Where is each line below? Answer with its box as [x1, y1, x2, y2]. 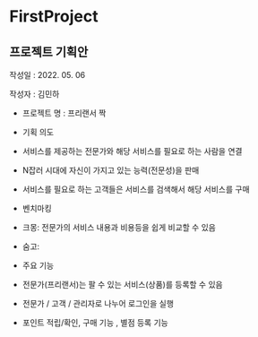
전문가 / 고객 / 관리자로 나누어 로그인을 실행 [21, 298, 175, 308]
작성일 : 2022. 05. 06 [9, 70, 86, 80]
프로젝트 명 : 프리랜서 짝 [21, 108, 107, 118]
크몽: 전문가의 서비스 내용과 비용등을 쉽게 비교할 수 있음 [21, 222, 217, 232]
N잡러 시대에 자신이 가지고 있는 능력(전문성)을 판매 [21, 165, 200, 176]
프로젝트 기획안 [9, 44, 89, 59]
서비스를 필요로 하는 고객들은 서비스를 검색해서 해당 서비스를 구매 [21, 184, 250, 194]
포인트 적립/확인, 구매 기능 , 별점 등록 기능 [21, 317, 168, 328]
